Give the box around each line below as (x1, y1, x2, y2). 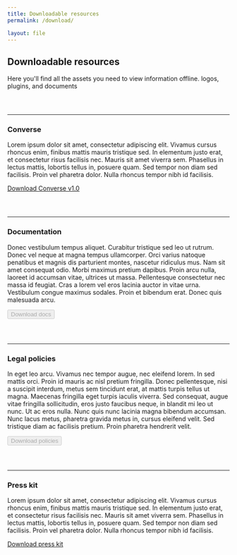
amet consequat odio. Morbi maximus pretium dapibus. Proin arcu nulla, (7, 265, 217, 274)
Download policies (11, 437, 59, 445)
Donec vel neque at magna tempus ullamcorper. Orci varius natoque (7, 250, 206, 259)
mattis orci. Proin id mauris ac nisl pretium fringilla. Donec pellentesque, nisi (7, 377, 228, 386)
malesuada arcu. (7, 295, 56, 304)
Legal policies (7, 353, 56, 363)
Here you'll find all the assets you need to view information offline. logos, (7, 75, 219, 83)
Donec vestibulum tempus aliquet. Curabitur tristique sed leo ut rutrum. (7, 243, 214, 251)
